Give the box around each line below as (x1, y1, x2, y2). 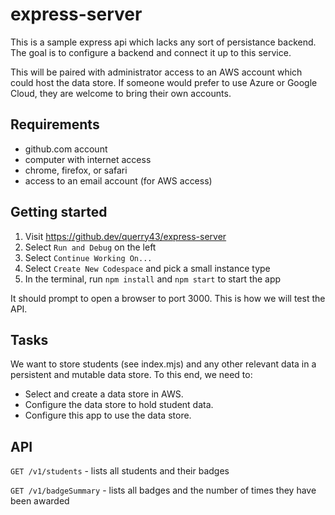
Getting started (10, 204, 108, 221)
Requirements (10, 116, 100, 133)
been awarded (10, 495, 70, 507)
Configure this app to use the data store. (24, 409, 192, 422)
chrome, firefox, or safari (24, 164, 128, 176)
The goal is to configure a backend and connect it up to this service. (10, 46, 292, 58)
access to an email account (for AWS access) (24, 174, 213, 187)
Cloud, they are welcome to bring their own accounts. (10, 87, 232, 99)
